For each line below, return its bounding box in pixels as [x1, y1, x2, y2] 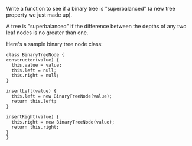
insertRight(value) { [6, 114, 60, 120]
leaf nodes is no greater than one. [6, 29, 89, 36]
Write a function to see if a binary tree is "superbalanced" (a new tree [6, 5, 175, 12]
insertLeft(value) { [6, 88, 57, 94]
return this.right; [11, 124, 60, 130]
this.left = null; [11, 67, 57, 73]
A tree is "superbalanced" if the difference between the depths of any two [6, 23, 187, 30]
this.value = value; [11, 62, 62, 68]
